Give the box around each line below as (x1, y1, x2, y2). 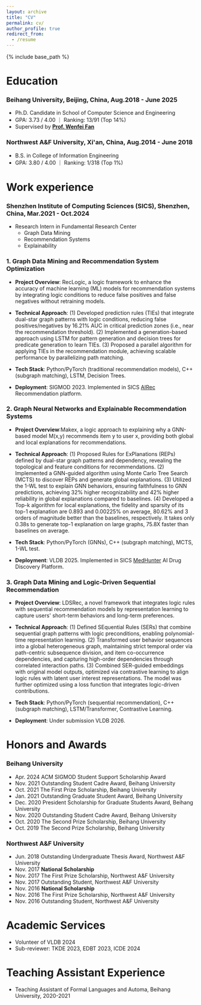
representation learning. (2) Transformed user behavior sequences (27, 636, 193, 643)
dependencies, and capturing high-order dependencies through (14, 655, 173, 663)
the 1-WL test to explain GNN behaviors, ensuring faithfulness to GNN (14, 482, 187, 490)
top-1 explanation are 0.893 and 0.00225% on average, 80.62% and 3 (14, 508, 188, 515)
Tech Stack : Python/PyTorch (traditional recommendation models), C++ (14, 365, 193, 372)
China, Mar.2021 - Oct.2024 (6, 209, 90, 217)
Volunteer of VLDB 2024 (14, 938, 76, 946)
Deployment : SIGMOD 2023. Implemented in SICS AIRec (14, 383, 156, 390)
